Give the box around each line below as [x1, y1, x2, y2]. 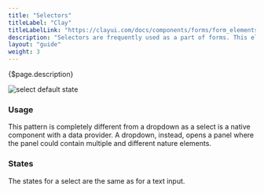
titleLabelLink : [8, 26, 61, 34]
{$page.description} [8, 70, 74, 78]
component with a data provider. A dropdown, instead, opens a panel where [8, 130, 255, 140]
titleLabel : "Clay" [8, 19, 72, 27]
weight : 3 [8, 48, 41, 56]
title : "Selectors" [8, 11, 72, 20]
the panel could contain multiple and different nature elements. [8, 139, 212, 148]
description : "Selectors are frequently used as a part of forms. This [8, 33, 247, 42]
